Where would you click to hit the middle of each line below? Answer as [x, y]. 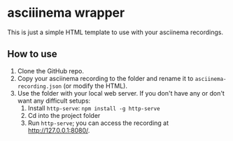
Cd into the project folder [64, 115]
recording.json [40, 86]
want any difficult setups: [54, 101]
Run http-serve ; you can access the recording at [98, 123]
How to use [32, 54]
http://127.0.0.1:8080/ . [59, 130]
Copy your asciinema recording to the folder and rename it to [105, 78]
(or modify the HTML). [95, 86]
